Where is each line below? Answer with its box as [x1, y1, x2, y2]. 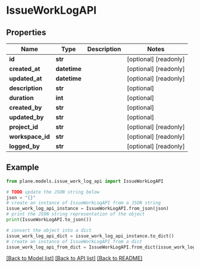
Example [6, 162, 39, 173]
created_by [9, 104, 42, 111]
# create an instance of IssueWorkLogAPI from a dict [6, 238, 143, 244]
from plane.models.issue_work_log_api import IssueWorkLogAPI [6, 178, 164, 184]
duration [9, 94, 34, 102]
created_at [9, 65, 40, 73]
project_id [9, 123, 39, 131]
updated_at [9, 74, 42, 82]
